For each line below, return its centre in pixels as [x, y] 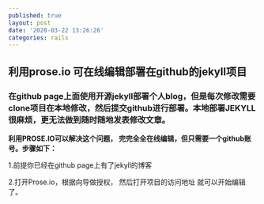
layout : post [30, 23]
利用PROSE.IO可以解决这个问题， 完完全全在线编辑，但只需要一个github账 [130, 138]
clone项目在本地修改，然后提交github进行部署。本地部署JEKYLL [132, 108]
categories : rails [38, 38]
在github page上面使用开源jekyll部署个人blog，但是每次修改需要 [132, 96]
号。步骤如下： [32, 148]
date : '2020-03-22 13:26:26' [56, 30]
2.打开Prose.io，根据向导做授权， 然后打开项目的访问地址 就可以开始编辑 [127, 182]
